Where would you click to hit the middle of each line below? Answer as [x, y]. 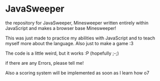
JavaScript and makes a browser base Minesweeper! [61, 28]
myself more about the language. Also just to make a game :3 [69, 43]
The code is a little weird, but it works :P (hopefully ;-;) [62, 53]
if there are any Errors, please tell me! [44, 63]
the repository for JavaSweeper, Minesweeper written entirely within [77, 23]
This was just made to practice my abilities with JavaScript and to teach [80, 38]
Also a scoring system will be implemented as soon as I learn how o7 [77, 73]
